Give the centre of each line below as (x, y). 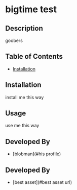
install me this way (25, 97)
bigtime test (31, 9)
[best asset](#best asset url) (42, 182)
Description (24, 28)
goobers (14, 40)
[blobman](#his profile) (37, 154)
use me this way (22, 126)
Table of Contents (34, 56)
